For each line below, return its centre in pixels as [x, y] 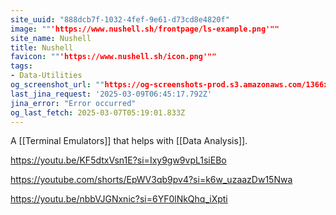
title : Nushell [42, 47]
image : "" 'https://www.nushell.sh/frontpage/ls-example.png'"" [145, 29]
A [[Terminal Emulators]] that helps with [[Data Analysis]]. [129, 141]
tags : [21, 66]
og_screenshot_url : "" [57, 85]
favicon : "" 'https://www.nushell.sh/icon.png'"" [113, 57]
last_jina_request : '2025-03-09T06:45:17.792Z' [111, 94]
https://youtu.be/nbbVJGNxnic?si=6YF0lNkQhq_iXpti [119, 199]
